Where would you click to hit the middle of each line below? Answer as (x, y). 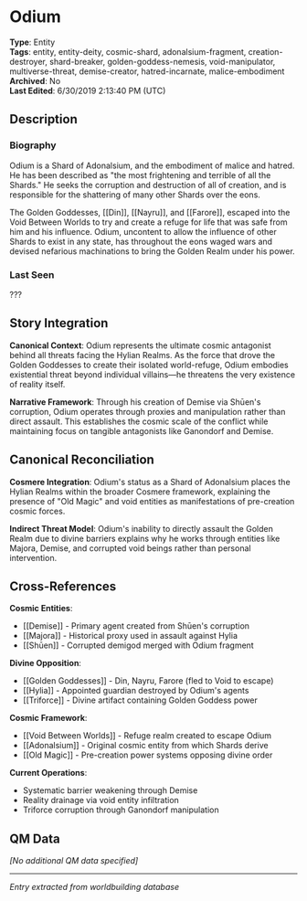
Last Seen (32, 274)
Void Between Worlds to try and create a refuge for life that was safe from (148, 222)
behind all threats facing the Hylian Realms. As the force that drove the (143, 355)
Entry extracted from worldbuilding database (95, 887)
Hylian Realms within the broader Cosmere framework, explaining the (140, 492)
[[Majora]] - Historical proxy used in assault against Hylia (130, 636)
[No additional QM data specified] (74, 861)
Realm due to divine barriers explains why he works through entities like (145, 538)
